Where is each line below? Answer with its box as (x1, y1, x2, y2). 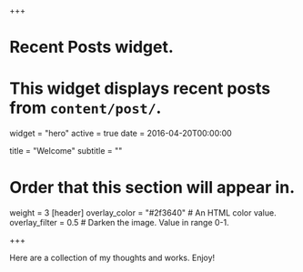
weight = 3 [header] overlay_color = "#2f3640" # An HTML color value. (9, 207, 277, 218)
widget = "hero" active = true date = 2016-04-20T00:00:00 (9, 128, 232, 139)
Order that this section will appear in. (9, 177, 296, 198)
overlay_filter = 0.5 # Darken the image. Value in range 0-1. (9, 217, 229, 228)
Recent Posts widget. (9, 37, 175, 57)
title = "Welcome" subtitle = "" (9, 146, 123, 156)
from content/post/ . (9, 97, 162, 118)
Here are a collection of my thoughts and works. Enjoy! (9, 252, 216, 264)
